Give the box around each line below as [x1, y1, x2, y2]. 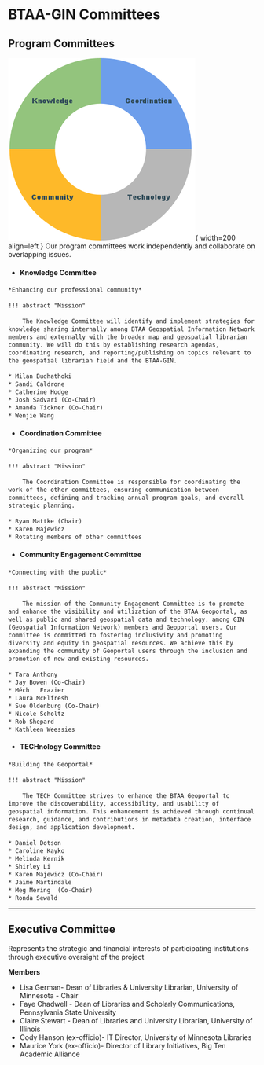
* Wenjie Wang [8, 412, 55, 420]
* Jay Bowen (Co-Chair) [8, 678, 86, 686]
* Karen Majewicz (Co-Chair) [8, 870, 104, 878]
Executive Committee [8, 923, 115, 936]
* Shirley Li [8, 862, 51, 870]
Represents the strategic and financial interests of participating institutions [8, 943, 249, 953]
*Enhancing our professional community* [8, 286, 143, 294]
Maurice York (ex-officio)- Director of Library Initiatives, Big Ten [19, 1041, 226, 1050]
